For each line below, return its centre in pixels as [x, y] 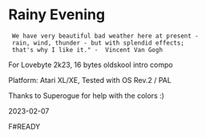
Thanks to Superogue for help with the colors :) [86, 95]
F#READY [24, 126]
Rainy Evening [57, 15]
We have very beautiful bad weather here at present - [105, 36]
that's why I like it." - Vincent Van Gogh [87, 49]
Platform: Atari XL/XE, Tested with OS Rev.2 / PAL [90, 80]
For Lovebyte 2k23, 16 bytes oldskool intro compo [91, 65]
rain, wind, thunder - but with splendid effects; [98, 43]
